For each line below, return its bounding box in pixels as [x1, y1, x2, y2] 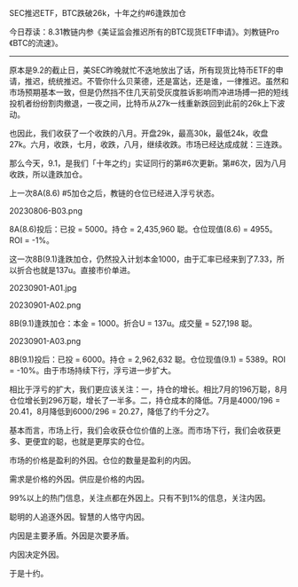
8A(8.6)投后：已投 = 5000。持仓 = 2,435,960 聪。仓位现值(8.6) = [9, 224, 248, 234]
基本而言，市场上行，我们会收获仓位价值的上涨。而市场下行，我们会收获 [9, 425, 273, 435]
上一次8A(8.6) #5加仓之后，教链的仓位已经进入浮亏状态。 [9, 188, 220, 198]
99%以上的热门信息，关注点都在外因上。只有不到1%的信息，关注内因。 [9, 493, 271, 503]
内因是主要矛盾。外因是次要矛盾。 [9, 530, 134, 541]
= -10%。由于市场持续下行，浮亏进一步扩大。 [9, 365, 176, 375]
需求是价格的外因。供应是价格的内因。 [9, 474, 149, 484]
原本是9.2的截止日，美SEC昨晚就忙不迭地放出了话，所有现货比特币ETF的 [9, 65, 277, 75]
